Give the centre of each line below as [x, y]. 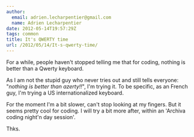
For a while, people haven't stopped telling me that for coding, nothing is [96, 62]
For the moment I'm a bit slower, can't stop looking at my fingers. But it [94, 104]
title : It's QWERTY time [37, 39]
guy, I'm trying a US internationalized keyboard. [65, 93]
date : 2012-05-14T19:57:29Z [41, 28]
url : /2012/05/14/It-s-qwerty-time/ [52, 45]
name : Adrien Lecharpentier [47, 23]
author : [16, 12]
